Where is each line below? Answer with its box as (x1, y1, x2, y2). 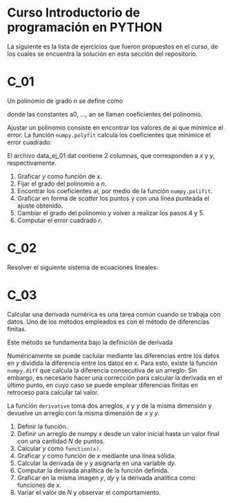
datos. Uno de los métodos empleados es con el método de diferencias (7, 317, 210, 326)
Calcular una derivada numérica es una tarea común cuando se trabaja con (7, 310, 221, 318)
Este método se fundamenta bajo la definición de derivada (7, 338, 174, 346)
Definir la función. (17, 422, 68, 431)
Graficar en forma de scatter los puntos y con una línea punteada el (17, 194, 210, 202)
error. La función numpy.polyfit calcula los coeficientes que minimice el (7, 130, 211, 139)
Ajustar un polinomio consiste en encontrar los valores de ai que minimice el (7, 123, 224, 132)
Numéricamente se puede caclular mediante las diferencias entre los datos (7, 351, 220, 359)
